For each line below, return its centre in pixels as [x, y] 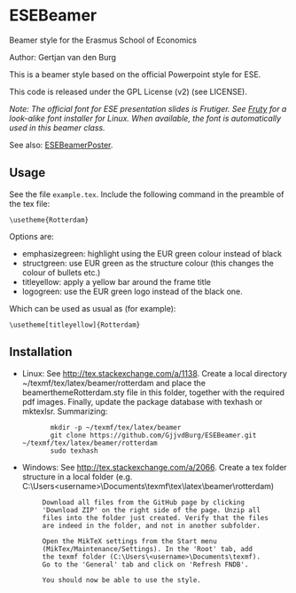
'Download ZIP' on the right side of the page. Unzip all [152, 510]
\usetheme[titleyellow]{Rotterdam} [75, 325]
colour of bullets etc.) [61, 273]
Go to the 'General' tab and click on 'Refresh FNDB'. [145, 565]
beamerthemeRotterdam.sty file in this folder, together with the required [153, 392]
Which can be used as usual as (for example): [93, 308]
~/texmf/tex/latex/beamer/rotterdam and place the [114, 383]
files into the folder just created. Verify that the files [155, 518]
